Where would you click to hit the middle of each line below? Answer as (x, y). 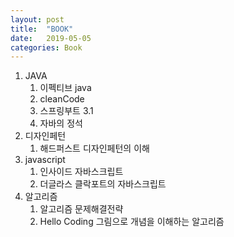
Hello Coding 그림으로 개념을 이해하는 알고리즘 (132, 222)
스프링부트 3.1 (66, 111)
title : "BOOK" (42, 29)
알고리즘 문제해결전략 (81, 209)
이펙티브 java (65, 88)
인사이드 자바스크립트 (81, 172)
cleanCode (62, 99)
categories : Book (46, 47)
